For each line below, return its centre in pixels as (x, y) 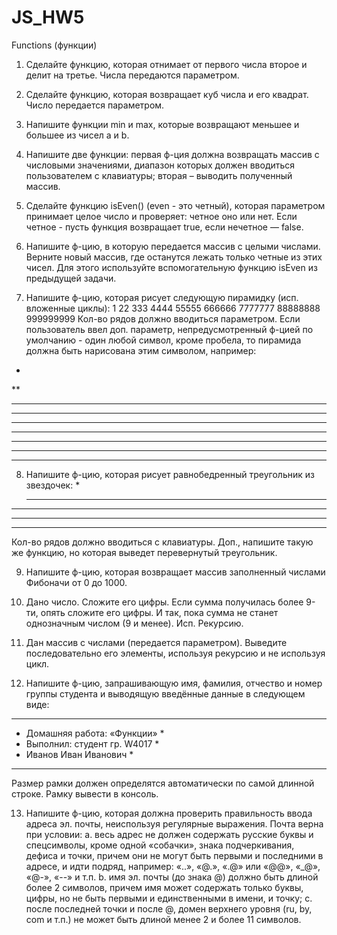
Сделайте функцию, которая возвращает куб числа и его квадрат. (167, 94)
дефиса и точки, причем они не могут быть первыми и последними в (174, 855)
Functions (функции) (54, 45)
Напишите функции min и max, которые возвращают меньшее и (162, 124)
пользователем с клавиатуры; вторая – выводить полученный (159, 175)
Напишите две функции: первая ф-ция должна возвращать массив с (172, 154)
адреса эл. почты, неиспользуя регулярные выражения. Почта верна (174, 823)
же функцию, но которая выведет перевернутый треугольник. (144, 552)
